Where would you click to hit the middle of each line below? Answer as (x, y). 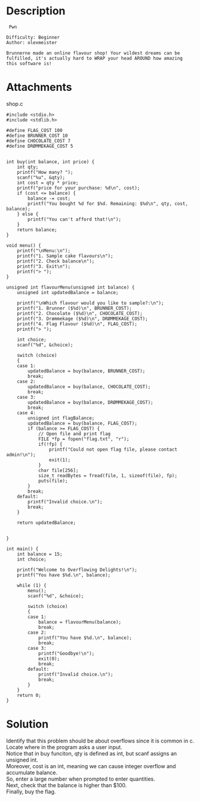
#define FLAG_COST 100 (34, 130)
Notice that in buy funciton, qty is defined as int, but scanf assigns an (92, 753)
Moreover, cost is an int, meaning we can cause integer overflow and (91, 766)
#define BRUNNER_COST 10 (37, 136)
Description (36, 11)
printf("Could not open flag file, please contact (113, 450)
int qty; (28, 167)
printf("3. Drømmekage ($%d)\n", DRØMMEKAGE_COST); (82, 319)
